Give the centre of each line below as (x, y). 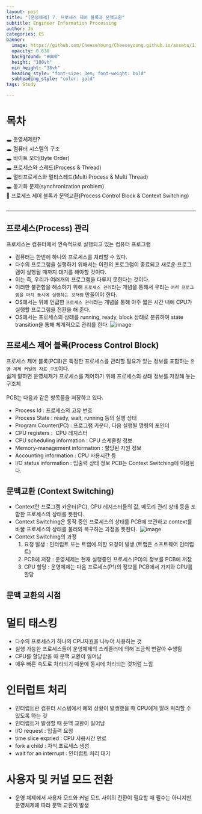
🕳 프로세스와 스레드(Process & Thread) (54, 167)
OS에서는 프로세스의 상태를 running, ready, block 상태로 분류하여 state (99, 317)
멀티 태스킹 (32, 623)
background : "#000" (36, 57)
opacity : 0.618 (31, 51)
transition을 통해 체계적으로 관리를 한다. (62, 324)
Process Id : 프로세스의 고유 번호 (54, 410)
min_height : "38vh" (36, 68)
